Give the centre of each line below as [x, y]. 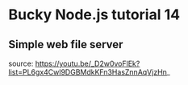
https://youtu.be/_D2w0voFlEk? [88, 63]
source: [21, 63]
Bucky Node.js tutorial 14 [94, 15]
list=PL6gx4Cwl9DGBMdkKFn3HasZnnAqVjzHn [88, 72]
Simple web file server [66, 45]
